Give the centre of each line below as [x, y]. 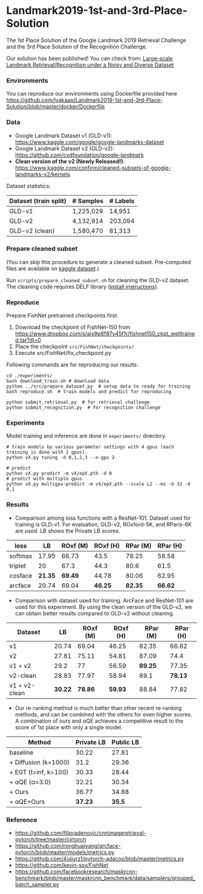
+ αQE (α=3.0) [30, 782]
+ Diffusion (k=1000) [40, 762]
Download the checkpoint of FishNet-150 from [73, 327]
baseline [21, 752]
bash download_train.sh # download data [58, 381]
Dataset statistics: [29, 186]
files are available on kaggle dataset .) [53, 268]
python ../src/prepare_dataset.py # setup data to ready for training [98, 386]
